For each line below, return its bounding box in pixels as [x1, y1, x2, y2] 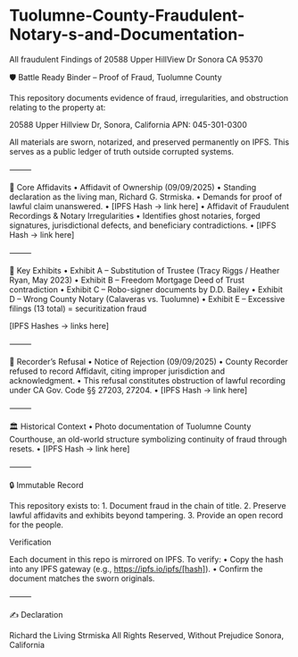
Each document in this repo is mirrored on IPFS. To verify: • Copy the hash [9, 553, 284, 564]
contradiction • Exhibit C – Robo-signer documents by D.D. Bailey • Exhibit [9, 283, 284, 295]
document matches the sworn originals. [9, 573, 155, 584]
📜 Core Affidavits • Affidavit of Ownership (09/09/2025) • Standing [9, 181, 257, 192]
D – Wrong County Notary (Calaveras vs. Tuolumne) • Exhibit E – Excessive [9, 293, 286, 304]
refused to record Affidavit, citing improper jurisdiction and [9, 366, 226, 376]
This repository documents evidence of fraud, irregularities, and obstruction [9, 92, 288, 103]
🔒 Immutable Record [9, 479, 84, 490]
